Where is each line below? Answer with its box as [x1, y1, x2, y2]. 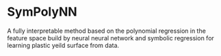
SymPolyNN [7, 4, 77, 20]
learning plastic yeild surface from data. [7, 41, 120, 49]
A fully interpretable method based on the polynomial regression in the [7, 27, 207, 35]
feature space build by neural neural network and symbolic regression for [7, 33, 214, 42]
